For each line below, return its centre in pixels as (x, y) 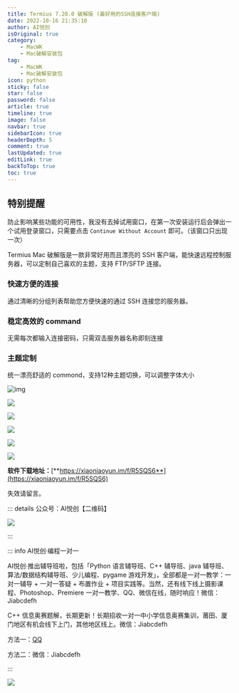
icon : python (27, 80)
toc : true (22, 173)
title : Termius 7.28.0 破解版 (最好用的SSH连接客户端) (84, 14)
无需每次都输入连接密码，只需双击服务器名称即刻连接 (85, 338)
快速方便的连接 (33, 284)
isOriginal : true (33, 34)
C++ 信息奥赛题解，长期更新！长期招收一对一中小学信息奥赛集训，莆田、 (115, 615)
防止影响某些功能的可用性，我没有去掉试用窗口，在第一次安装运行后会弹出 (116, 222)
